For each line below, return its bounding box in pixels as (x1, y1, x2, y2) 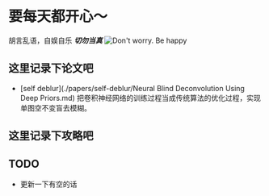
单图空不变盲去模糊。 (19, 102, 91, 113)
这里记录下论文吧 (8, 61, 94, 75)
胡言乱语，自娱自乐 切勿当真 (8, 35, 103, 45)
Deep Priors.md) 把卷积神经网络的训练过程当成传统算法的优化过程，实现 (19, 93, 261, 102)
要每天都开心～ (8, 7, 108, 26)
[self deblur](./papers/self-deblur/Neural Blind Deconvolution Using (19, 83, 245, 93)
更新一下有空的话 (19, 179, 78, 189)
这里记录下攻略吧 (8, 129, 94, 143)
